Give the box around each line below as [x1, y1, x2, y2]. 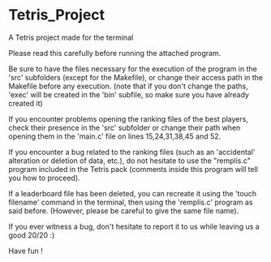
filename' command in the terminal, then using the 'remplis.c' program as [8, 197, 253, 207]
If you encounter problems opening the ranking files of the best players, [8, 114, 249, 123]
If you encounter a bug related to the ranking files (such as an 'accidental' [8, 147, 256, 157]
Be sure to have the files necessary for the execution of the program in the [8, 63, 257, 74]
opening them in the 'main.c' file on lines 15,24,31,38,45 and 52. [8, 131, 222, 141]
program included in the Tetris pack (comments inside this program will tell [8, 164, 258, 174]
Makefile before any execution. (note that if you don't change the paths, [8, 81, 249, 91]
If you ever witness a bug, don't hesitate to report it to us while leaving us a [8, 221, 260, 231]
